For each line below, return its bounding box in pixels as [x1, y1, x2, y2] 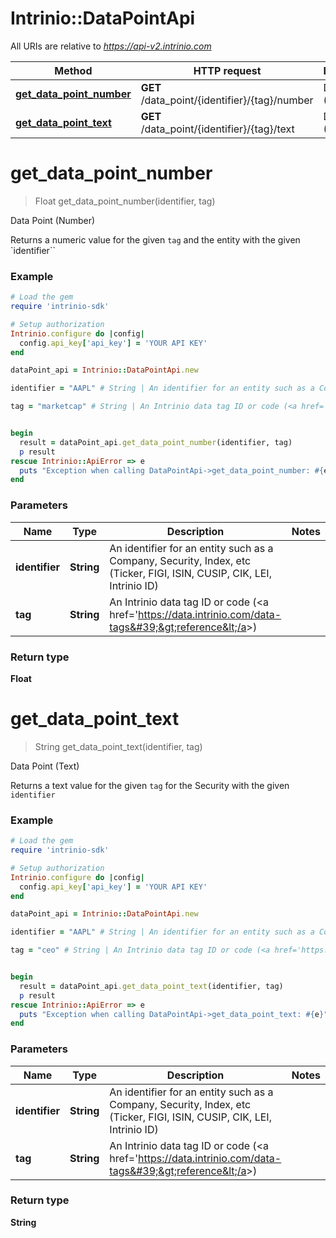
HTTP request [193, 63, 262, 77]
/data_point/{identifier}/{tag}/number [140, 93, 314, 107]
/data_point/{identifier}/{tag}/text [140, 122, 295, 136]
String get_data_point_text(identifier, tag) [34, 740, 203, 752]
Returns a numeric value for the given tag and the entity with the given [10, 233, 301, 246]
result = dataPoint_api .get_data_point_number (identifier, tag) [19, 437, 293, 447]
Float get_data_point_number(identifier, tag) [34, 195, 216, 207]
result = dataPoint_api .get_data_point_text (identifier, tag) [19, 981, 284, 991]
